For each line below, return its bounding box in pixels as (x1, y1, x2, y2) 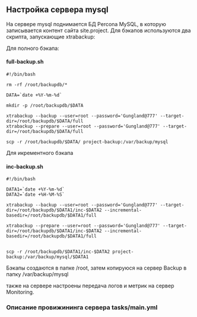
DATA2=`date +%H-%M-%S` (6, 192, 65, 198)
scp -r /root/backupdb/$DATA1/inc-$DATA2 (6, 249, 110, 255)
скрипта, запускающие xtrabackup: (6, 33, 96, 40)
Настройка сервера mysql (6, 5, 109, 15)
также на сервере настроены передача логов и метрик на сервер (6, 282, 174, 290)
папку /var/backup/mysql (6, 271, 69, 278)
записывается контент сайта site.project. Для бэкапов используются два (6, 27, 191, 34)
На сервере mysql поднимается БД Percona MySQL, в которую (6, 20, 166, 27)
